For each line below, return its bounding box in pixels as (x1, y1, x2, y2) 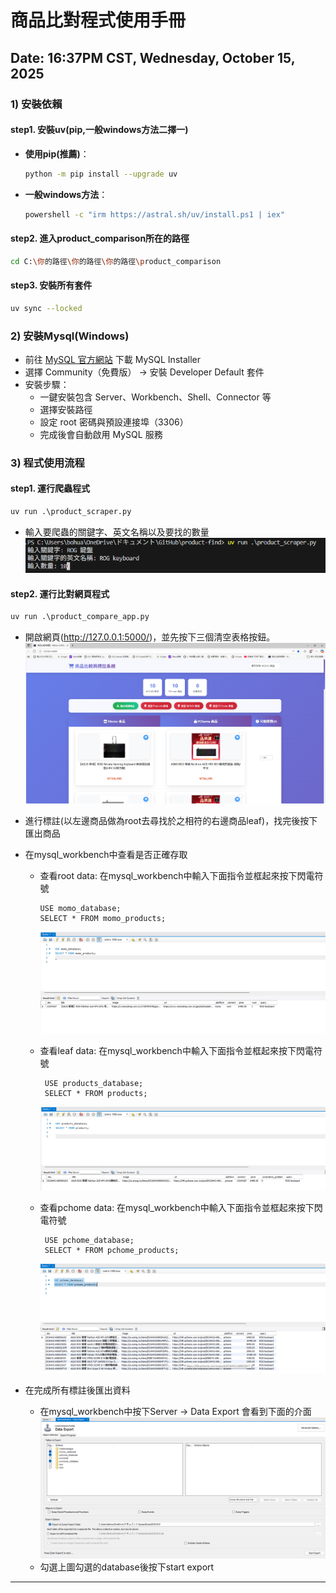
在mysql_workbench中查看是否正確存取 (24, 849, 188, 860)
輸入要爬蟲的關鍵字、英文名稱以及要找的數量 (24, 526, 210, 538)
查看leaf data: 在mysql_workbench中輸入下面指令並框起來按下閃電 (39, 1045, 314, 1057)
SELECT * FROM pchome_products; (44, 1246, 180, 1256)
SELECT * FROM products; (44, 1089, 148, 1099)
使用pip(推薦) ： (24, 147, 90, 160)
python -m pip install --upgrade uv (24, 169, 178, 179)
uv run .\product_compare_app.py (10, 612, 150, 622)
